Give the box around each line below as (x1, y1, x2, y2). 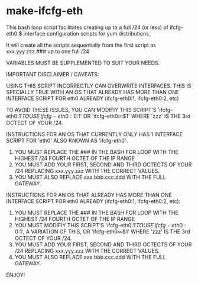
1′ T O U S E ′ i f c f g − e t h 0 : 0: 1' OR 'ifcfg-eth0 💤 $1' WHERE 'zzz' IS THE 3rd (18, 112, 191, 120)
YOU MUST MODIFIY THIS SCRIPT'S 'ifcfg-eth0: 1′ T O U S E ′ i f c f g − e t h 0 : (14, 221, 186, 229)
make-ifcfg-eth (6, 4, 83, 18)
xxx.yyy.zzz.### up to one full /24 (6, 47, 90, 54)
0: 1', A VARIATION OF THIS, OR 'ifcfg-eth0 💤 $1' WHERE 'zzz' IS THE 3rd (14, 228, 190, 235)
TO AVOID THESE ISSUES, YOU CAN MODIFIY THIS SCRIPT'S (6, 106, 157, 113)
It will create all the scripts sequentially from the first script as (6, 41, 157, 49)
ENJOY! (6, 271, 25, 278)
